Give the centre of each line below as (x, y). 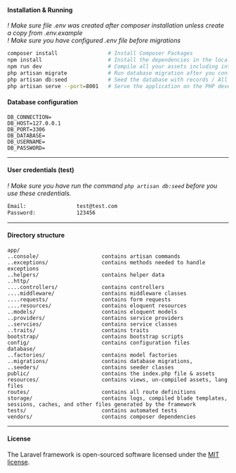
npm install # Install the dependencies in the (110, 60)
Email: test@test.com (63, 206)
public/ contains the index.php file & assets (111, 374)
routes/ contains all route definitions (102, 392)
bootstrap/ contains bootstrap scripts (96, 336)
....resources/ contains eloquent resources (97, 306)
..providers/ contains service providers (96, 318)
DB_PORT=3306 (26, 129)
